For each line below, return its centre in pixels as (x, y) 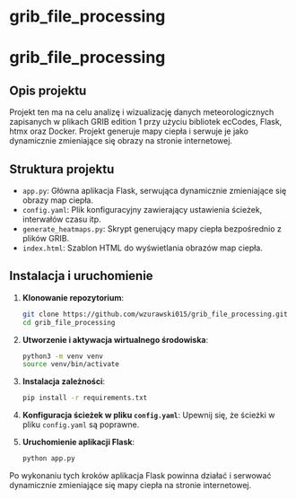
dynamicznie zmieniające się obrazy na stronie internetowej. (121, 141)
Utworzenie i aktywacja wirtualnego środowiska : (115, 339)
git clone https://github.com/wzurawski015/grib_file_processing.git (155, 314)
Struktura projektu (62, 169)
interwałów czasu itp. (61, 219)
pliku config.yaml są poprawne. (81, 425)
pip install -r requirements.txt (85, 398)
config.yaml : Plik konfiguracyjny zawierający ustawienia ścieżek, (142, 210)
